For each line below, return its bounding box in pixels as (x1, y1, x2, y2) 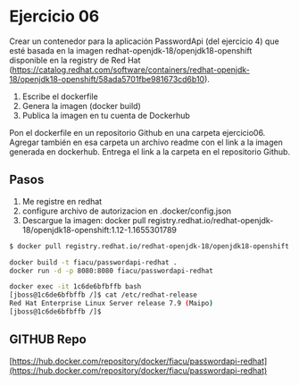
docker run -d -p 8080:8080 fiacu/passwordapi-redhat (9, 266, 214, 275)
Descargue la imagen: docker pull (21, 214, 146, 225)
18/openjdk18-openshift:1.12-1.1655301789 (21, 224, 177, 235)
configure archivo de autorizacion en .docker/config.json (21, 205, 232, 216)
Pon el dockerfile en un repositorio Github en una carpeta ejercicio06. (9, 127, 266, 138)
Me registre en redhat (21, 196, 103, 206)
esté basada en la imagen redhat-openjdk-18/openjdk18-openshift (9, 45, 253, 55)
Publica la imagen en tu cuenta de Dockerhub (21, 110, 190, 121)
